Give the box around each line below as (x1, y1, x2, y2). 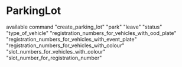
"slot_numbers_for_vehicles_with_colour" (6, 48, 106, 55)
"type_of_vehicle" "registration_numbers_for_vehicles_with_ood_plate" (6, 29, 177, 36)
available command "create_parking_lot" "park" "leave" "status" (6, 23, 162, 30)
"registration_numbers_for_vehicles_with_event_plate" (6, 36, 137, 43)
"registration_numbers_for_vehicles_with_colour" (6, 42, 125, 49)
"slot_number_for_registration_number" (6, 54, 102, 61)
